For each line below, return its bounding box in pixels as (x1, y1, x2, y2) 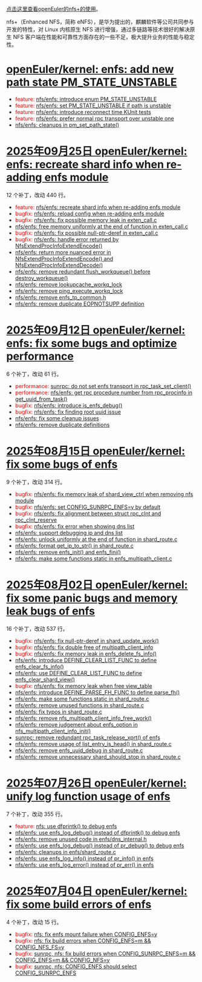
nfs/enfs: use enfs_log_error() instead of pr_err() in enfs (15, 861, 154, 869)
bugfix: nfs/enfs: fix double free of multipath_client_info (15, 644, 154, 651)
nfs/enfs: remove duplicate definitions (15, 421, 110, 428)
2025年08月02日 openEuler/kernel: (6, 578, 188, 591)
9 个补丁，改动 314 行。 (6, 478, 65, 485)
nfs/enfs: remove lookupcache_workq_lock (15, 281, 123, 288)
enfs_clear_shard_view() (15, 676, 76, 683)
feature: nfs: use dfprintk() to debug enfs (15, 822, 117, 830)
